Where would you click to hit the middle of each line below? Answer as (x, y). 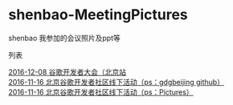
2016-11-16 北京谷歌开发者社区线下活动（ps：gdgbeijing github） (117, 82)
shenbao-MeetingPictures (98, 15)
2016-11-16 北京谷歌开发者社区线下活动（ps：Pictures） (101, 92)
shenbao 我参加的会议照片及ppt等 (64, 38)
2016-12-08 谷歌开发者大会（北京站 (67, 72)
